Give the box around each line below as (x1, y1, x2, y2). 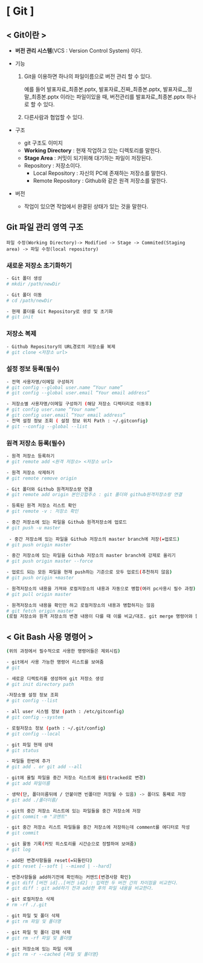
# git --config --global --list (6, 423, 88, 429)
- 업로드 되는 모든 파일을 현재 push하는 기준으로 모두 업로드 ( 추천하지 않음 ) (6, 569, 172, 575)
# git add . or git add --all (6, 764, 83, 770)
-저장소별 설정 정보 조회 (6, 692, 59, 698)
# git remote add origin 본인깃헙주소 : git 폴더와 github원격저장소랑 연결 (6, 492, 182, 498)
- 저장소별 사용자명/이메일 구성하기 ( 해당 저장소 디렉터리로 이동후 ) (6, 401, 152, 407)
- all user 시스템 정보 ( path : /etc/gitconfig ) (6, 709, 125, 715)
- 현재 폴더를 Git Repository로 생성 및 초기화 (6, 308, 113, 315)
